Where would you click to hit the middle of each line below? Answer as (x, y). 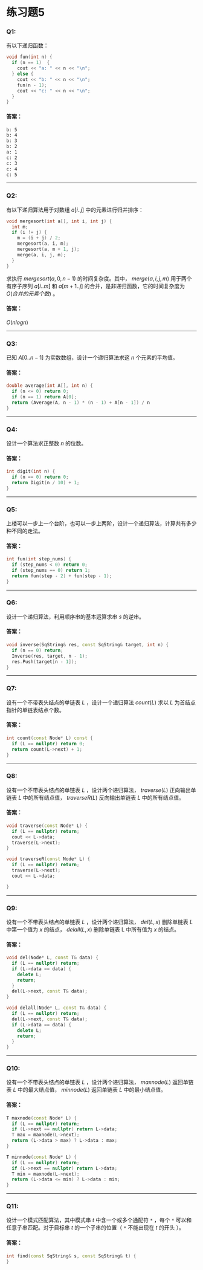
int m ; (20, 227)
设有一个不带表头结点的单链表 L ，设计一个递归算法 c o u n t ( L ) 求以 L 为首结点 (101, 702)
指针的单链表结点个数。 (35, 710)
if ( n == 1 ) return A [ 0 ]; (44, 397)
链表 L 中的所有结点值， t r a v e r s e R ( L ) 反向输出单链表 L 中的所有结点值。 (95, 797)
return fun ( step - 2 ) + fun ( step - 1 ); (62, 576)
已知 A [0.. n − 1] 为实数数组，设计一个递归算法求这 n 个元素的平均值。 (92, 358)
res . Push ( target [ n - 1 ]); (44, 662)
